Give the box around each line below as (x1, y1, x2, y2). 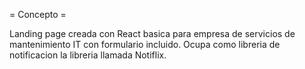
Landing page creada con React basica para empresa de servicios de (9, 28, 296, 39)
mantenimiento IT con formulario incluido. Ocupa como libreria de (9, 39, 281, 50)
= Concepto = (9, 9, 67, 20)
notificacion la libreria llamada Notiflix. (9, 49, 167, 61)
